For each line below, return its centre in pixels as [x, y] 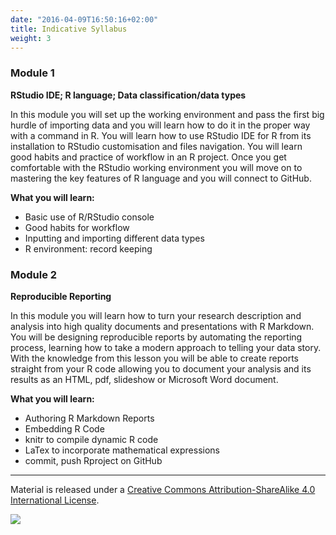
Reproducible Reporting [61, 296]
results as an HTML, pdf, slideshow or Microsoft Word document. [144, 379]
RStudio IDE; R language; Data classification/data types [128, 95]
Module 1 [32, 73]
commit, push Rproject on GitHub [93, 460]
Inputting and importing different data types [114, 238]
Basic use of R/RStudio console [89, 217]
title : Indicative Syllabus [69, 29]
